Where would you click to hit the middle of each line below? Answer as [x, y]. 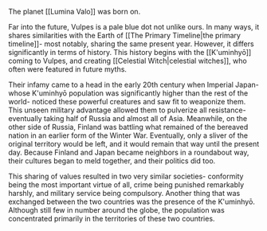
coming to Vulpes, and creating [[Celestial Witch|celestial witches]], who [128, 61]
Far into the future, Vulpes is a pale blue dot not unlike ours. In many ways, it [134, 27]
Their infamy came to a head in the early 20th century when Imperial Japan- [133, 84]
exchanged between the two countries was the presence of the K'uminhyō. [132, 202]
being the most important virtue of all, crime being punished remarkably [126, 185]
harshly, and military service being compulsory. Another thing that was [124, 193]
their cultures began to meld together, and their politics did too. [112, 161]
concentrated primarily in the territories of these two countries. [112, 219]
